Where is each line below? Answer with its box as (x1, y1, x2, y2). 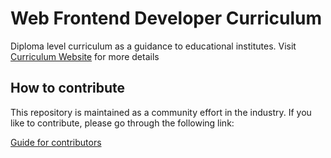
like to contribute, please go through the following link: (10, 117, 235, 129)
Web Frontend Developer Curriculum (10, 7, 323, 30)
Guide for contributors (10, 136, 102, 148)
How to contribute (10, 80, 126, 97)
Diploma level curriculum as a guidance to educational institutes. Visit (10, 40, 297, 52)
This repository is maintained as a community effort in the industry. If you (10, 106, 312, 118)
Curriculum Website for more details (10, 50, 160, 62)
